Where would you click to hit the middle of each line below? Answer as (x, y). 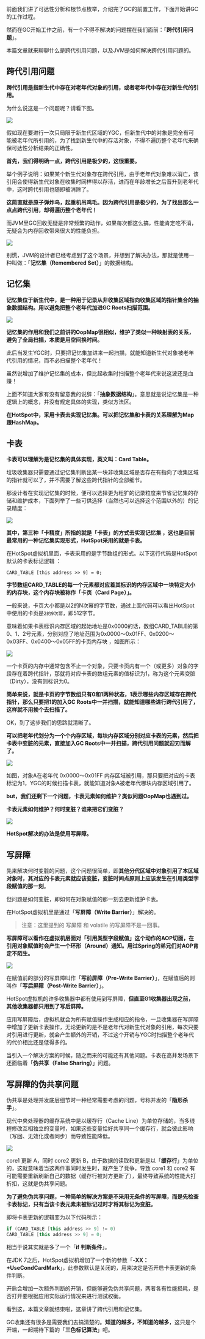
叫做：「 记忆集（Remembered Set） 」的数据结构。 (74, 263)
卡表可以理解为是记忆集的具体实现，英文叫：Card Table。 (79, 459)
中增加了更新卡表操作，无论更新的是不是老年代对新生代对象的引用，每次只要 (103, 1027)
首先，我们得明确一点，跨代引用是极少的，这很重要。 (73, 160)
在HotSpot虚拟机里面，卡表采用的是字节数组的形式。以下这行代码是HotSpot (102, 554)
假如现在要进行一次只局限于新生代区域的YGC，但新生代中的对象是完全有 (98, 132)
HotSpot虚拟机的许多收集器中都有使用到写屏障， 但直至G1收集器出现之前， (100, 999)
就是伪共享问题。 (49, 1183)
